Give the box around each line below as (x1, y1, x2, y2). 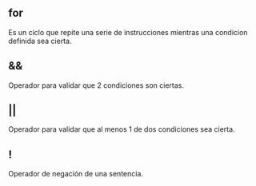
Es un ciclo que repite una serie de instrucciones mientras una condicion (8, 27, 248, 37)
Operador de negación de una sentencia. (8, 169, 144, 179)
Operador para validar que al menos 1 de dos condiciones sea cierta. (8, 125, 235, 134)
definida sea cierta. (8, 36, 72, 46)
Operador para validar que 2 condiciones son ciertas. (8, 80, 185, 90)
